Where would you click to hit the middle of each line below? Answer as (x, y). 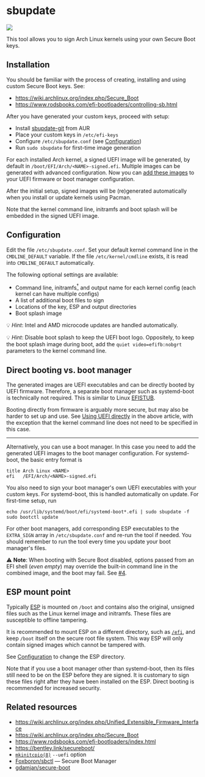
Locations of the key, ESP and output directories (76, 307)
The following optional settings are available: (63, 274)
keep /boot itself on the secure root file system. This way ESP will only (95, 638)
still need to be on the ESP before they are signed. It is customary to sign (98, 675)
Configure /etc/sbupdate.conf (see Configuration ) (78, 141)
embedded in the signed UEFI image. (53, 215)
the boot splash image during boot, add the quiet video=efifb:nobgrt (94, 344)
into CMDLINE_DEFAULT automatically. (50, 262)
